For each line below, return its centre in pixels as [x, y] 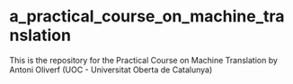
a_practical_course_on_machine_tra [147, 17]
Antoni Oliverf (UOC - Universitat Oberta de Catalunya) [111, 70]
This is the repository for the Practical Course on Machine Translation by [144, 60]
